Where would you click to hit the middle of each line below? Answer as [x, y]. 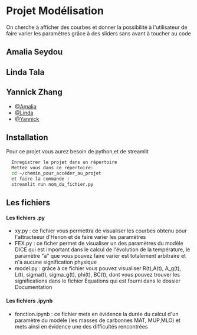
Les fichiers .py [26, 218]
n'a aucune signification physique [56, 262]
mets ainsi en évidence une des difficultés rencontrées [81, 326]
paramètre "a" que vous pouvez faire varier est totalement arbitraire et [100, 256]
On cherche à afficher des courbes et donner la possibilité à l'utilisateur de [97, 27]
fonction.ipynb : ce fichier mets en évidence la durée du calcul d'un [96, 314]
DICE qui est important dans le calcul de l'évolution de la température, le [102, 249]
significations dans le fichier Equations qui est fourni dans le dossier [98, 281]
